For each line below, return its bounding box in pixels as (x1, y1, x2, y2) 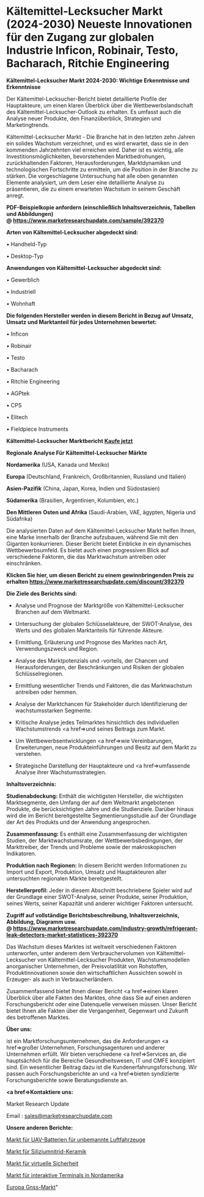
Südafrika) (6, 515, 33, 522)
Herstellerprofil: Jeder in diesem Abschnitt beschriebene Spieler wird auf (6, 887, 192, 894)
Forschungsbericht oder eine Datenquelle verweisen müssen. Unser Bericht (6, 1000, 197, 1007)
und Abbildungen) (6, 210, 54, 217)
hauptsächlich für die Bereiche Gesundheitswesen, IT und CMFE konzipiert (6, 1057, 195, 1064)
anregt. (6, 191, 24, 199)
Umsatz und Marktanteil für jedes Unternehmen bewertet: (6, 318, 157, 326)
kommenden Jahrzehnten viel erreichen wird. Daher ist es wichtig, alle (6, 146, 184, 153)
